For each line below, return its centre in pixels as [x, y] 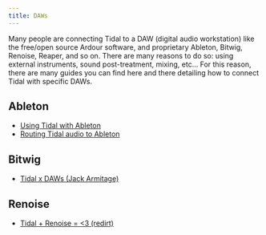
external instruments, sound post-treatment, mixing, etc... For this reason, [130, 64]
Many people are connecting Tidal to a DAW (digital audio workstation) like [131, 38]
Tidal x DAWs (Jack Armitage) [69, 179]
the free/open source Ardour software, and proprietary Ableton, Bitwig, [125, 47]
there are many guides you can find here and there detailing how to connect [134, 72]
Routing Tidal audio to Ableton [70, 134]
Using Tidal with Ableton [60, 126]
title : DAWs [28, 16]
